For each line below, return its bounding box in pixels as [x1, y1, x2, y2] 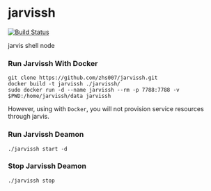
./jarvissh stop [8, 177, 55, 184]
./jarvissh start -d [8, 145, 68, 152]
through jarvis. [8, 113, 49, 121]
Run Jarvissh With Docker [8, 58, 98, 68]
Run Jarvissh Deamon [8, 130, 84, 140]
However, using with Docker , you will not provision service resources [8, 105, 204, 113]
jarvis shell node [8, 41, 55, 49]
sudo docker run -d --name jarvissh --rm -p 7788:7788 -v [8, 87, 180, 94]
